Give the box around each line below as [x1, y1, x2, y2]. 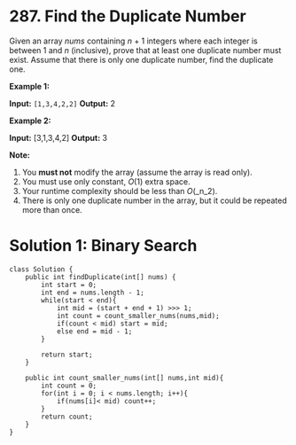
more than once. [21, 204, 82, 215]
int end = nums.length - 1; [41, 288, 144, 297]
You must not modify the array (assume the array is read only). [21, 167, 253, 177]
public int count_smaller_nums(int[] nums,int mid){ [25, 373, 224, 382]
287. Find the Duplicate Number [9, 6, 246, 27]
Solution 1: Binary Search [9, 236, 198, 256]
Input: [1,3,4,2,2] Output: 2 [9, 98, 116, 108]
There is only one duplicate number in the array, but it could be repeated [21, 195, 288, 206]
